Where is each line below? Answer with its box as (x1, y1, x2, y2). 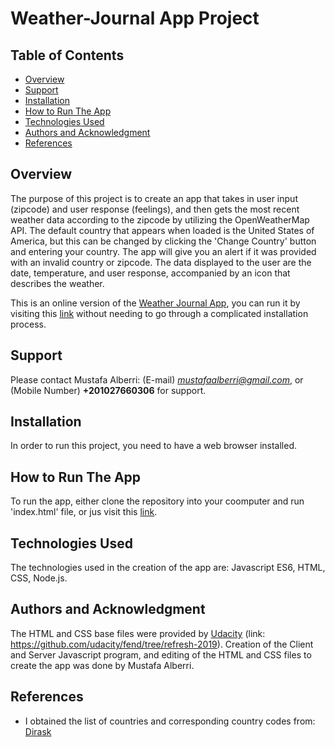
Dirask (24, 725, 52, 737)
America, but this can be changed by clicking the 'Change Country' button (10, 235, 317, 247)
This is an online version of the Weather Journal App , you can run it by (10, 297, 301, 309)
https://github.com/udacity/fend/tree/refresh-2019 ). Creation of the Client (10, 638, 314, 650)
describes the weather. (10, 277, 105, 289)
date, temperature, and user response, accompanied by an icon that (10, 267, 291, 279)
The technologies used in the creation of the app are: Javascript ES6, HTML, (10, 562, 326, 574)
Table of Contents (10, 47, 125, 64)
